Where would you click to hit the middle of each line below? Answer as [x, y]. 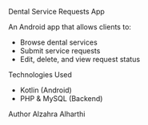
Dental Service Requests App [57, 12]
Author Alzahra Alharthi [47, 114]
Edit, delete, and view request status [80, 59]
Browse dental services [58, 42]
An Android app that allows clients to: [70, 27]
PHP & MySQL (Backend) [61, 98]
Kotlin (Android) [46, 90]
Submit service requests [60, 51]
